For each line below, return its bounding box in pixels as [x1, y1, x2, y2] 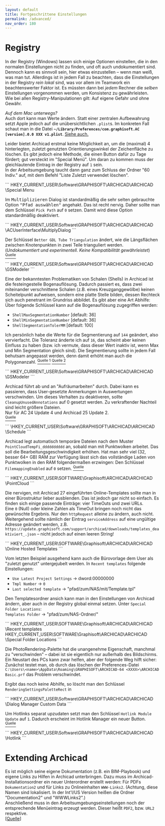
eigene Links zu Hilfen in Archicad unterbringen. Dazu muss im [5, 774, 133, 780]
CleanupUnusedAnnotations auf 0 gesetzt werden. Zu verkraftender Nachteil [5, 399, 157, 405]
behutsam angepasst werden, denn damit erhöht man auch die [5, 353, 133, 359]
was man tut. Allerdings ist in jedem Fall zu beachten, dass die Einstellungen [5, 75, 160, 81]
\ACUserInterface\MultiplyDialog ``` [5, 227, 77, 233]
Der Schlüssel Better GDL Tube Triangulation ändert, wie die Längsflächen [5, 237, 158, 243]
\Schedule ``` [5, 428, 31, 435]
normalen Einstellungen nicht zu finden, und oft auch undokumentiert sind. [5, 64, 156, 70]
